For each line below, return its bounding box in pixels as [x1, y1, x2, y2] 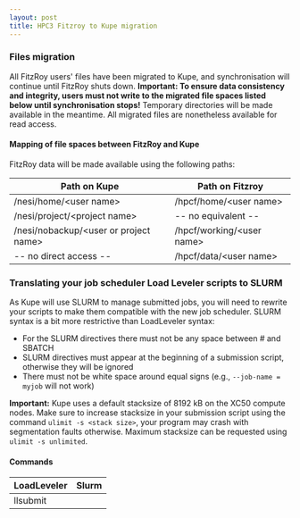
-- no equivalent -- [174, 210, 260, 221]
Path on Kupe [60, 180, 120, 192]
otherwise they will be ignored [21, 362, 134, 372]
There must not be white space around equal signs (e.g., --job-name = [21, 372, 281, 382]
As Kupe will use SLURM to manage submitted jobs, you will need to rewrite [9, 297, 287, 308]
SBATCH [21, 343, 54, 354]
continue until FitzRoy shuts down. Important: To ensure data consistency [9, 80, 286, 91]
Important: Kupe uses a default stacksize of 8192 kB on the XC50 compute [9, 398, 286, 409]
